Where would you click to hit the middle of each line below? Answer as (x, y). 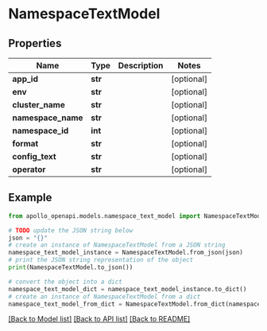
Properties (35, 43)
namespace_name (48, 118)
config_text (35, 156)
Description (141, 66)
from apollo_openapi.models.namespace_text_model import (104, 216)
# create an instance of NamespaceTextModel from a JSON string (117, 245)
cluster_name (39, 105)
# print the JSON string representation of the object (101, 260)
